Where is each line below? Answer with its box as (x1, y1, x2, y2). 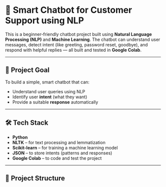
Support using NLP (5, 15, 84, 26)
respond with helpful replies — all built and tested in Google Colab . (5, 47, 142, 53)
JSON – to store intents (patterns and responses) (12, 150, 113, 156)
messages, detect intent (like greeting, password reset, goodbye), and (5, 41, 148, 47)
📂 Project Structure (5, 174, 65, 182)
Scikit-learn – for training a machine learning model (12, 145, 118, 150)
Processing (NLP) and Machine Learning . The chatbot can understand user (5, 37, 161, 42)
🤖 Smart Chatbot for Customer (5, 4, 132, 16)
